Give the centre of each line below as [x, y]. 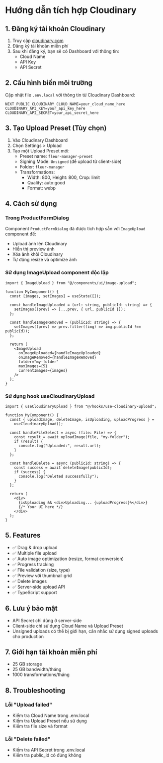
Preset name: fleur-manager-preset [56, 156]
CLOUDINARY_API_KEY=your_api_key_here [45, 108]
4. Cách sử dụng [31, 204]
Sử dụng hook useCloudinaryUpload [50, 396]
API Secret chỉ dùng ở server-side [47, 620]
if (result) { [29, 441]
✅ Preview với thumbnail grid [42, 575]
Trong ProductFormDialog [37, 218]
